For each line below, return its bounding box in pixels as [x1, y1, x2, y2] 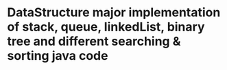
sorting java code [7, 48, 108, 64]
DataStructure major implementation [7, 5, 221, 20]
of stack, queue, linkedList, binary [7, 19, 205, 35]
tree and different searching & [7, 34, 181, 49]
